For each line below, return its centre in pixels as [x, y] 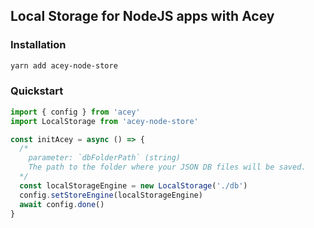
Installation [38, 45]
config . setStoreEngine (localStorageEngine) [111, 195]
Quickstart [37, 91]
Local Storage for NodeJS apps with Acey [142, 16]
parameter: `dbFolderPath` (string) [105, 158]
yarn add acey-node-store [64, 65]
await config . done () [62, 204]
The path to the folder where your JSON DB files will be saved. [167, 167]
